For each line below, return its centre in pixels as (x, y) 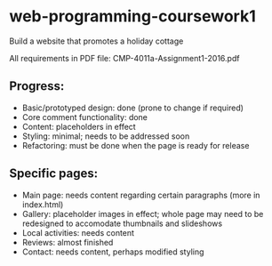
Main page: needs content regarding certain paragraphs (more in (141, 195)
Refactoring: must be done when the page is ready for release (136, 145)
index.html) (43, 204)
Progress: (37, 86)
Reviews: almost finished (68, 242)
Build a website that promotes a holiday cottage (96, 41)
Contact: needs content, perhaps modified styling (113, 252)
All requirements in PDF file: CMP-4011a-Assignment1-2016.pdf (124, 58)
